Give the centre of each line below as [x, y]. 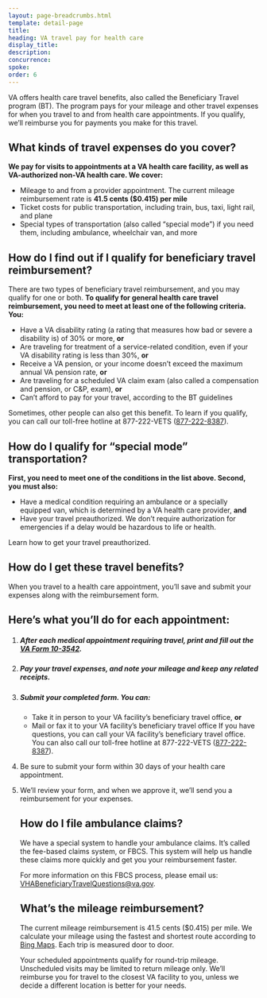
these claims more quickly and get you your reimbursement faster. [128, 860]
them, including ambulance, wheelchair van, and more [108, 233]
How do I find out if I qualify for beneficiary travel [132, 258]
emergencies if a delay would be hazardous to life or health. [118, 527]
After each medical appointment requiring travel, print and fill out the [137, 640]
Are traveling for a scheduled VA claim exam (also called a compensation [139, 381]
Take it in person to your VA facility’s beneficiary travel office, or [137, 717]
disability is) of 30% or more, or [72, 338]
